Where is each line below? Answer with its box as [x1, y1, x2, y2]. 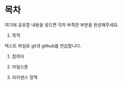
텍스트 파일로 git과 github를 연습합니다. [4, 42, 82, 48]
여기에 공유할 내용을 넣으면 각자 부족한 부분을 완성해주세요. [4, 22, 119, 28]
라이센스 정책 [11, 74, 38, 80]
